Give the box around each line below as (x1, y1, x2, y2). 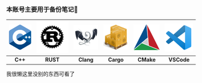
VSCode (168, 56, 190, 63)
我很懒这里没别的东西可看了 (6, 70, 75, 77)
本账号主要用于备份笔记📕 (6, 5, 78, 13)
